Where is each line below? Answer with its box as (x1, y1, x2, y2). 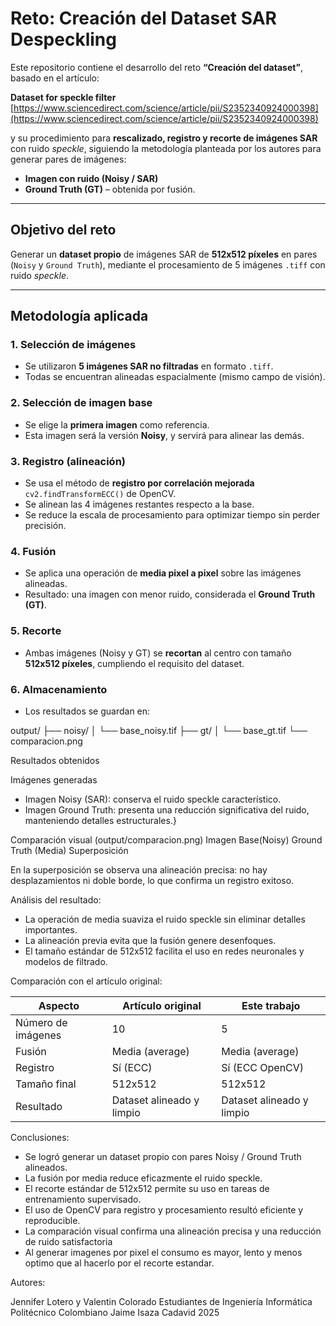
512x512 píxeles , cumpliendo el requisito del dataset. (24, 657, 245, 669)
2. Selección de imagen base (10, 396, 153, 410)
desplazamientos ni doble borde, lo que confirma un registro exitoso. (10, 874, 295, 886)
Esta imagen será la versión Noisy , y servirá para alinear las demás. (24, 429, 305, 441)
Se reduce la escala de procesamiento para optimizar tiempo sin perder (24, 509, 321, 521)
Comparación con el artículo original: (10, 975, 163, 987)
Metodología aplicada (10, 308, 149, 325)
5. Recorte (10, 624, 62, 638)
